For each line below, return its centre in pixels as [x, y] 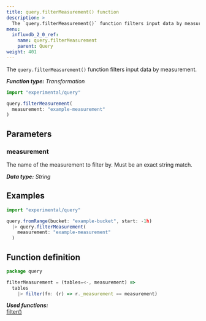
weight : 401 [21, 52]
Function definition [44, 257]
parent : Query [35, 47]
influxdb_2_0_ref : [36, 35]
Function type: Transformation [46, 81]
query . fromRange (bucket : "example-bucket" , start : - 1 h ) [79, 221]
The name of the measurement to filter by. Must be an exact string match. [100, 164]
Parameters [29, 134]
